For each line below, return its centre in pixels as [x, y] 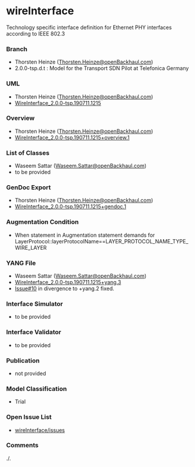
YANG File [21, 263]
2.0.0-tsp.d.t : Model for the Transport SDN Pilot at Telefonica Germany [102, 68]
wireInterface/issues [40, 430]
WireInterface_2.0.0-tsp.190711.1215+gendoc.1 [70, 207]
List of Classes [28, 153]
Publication [23, 360]
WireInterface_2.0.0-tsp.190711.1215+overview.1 [72, 137]
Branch [17, 49]
